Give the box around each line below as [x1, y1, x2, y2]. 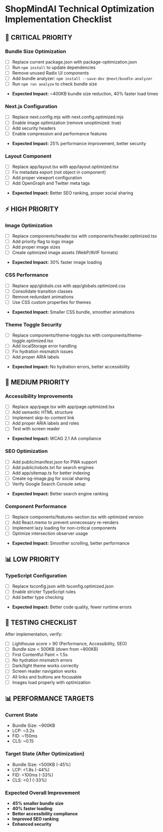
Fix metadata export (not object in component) [12, 170, 106, 175]
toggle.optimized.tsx [12, 338, 54, 344]
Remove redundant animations [12, 294, 74, 299]
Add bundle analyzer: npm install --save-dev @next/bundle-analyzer [12, 76, 153, 82]
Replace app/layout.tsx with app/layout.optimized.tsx [12, 164, 119, 170]
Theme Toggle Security [5, 321, 62, 328]
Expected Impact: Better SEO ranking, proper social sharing [12, 190, 133, 196]
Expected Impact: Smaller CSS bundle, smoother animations [12, 309, 135, 315]
